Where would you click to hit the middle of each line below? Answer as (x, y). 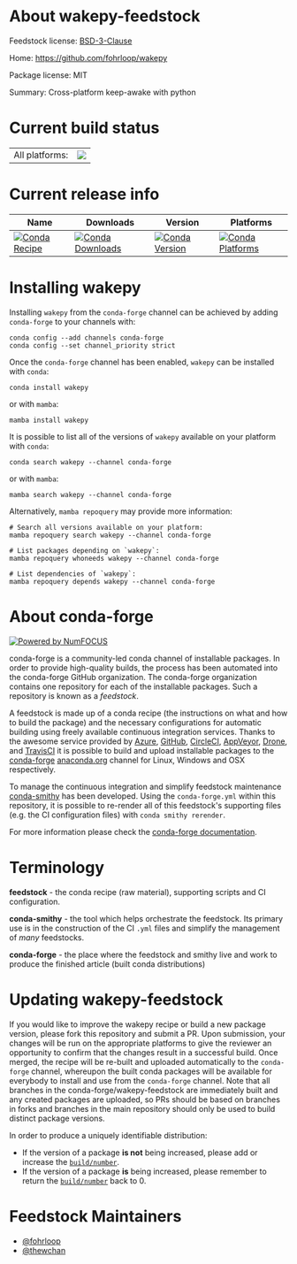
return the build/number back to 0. (84, 1180)
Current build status (84, 128)
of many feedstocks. (47, 937)
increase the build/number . (71, 1161)
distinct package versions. (57, 1118)
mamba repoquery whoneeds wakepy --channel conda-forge (114, 558)
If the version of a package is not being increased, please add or (140, 1153)
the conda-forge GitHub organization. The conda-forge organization (133, 677)
